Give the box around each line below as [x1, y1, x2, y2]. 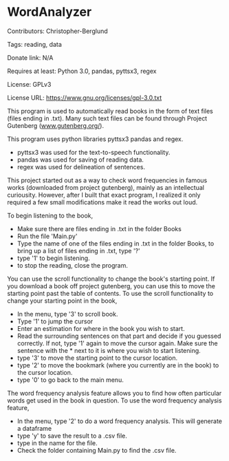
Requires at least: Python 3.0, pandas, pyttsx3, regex [7, 67, 157, 75]
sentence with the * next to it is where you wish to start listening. [17, 346, 201, 354]
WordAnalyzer [7, 4, 92, 20]
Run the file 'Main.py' [17, 232, 78, 240]
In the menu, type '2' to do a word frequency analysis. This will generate [17, 417, 222, 425]
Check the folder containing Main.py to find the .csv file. [17, 446, 177, 454]
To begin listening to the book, [7, 211, 94, 219]
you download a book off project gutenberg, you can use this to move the [7, 281, 215, 290]
